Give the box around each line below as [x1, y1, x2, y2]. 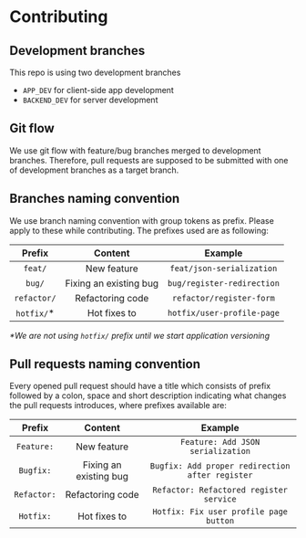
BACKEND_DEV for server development [22, 94, 158, 105]
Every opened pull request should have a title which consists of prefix [9, 381, 271, 392]
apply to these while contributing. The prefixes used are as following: [9, 225, 269, 236]
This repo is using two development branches [9, 67, 181, 78]
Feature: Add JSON [180, 437, 260, 448]
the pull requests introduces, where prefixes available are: [9, 400, 228, 411]
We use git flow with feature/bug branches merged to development [9, 144, 261, 156]
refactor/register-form [171, 292, 275, 303]
